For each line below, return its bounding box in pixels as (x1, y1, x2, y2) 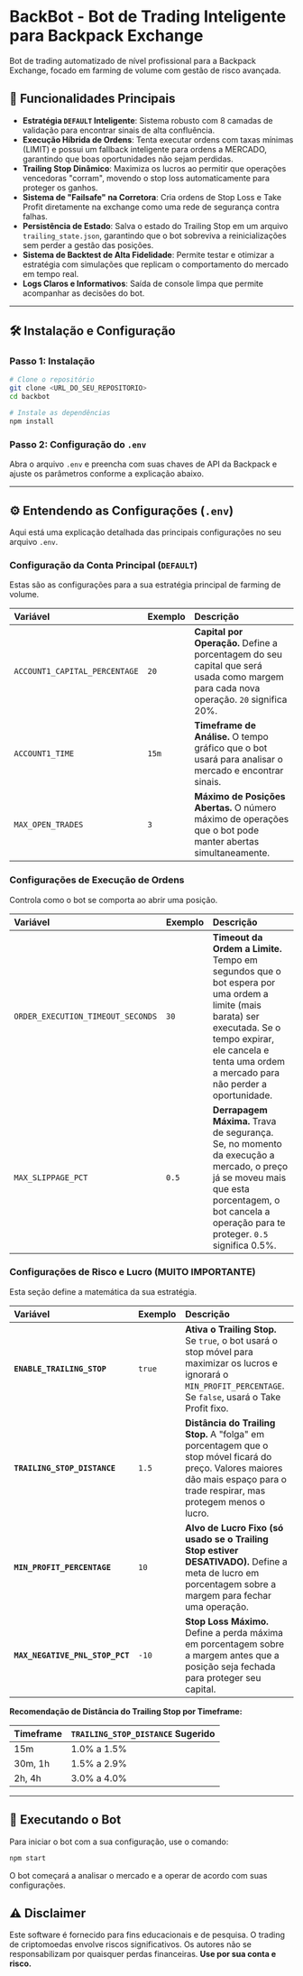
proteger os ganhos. (22, 182, 98, 193)
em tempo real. (22, 268, 79, 279)
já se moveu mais (212, 1171, 287, 1184)
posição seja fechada (184, 1660, 276, 1673)
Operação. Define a (194, 637, 278, 650)
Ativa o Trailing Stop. (184, 1323, 277, 1335)
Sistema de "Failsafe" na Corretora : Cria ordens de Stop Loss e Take (22, 191, 282, 202)
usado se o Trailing (184, 1532, 269, 1545)
